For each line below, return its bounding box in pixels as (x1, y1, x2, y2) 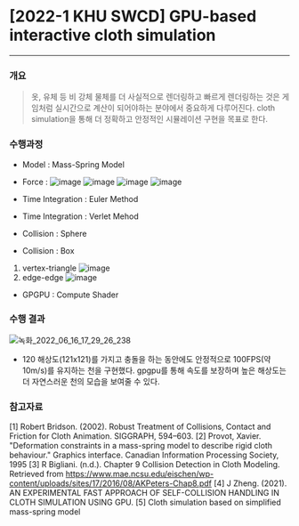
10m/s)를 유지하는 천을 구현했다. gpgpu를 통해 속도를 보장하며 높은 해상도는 (21, 365, 287, 376)
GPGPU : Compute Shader (21, 289, 119, 300)
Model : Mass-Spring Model (21, 158, 125, 170)
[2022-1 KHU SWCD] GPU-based (9, 6, 257, 27)
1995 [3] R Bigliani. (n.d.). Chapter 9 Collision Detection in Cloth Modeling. (9, 459, 280, 470)
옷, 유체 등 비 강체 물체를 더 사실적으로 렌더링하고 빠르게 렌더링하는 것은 (30, 92, 280, 102)
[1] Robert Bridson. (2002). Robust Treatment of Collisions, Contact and (9, 421, 271, 433)
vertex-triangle (21, 263, 77, 273)
